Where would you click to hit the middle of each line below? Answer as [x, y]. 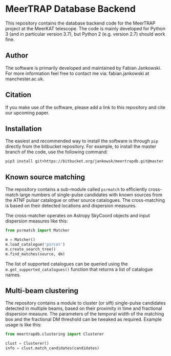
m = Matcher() [20, 240]
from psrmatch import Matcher [38, 231]
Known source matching [45, 177]
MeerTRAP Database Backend [70, 9]
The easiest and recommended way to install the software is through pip [82, 141]
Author [17, 56]
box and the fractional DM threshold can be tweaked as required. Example [84, 319]
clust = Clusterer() [27, 344]
